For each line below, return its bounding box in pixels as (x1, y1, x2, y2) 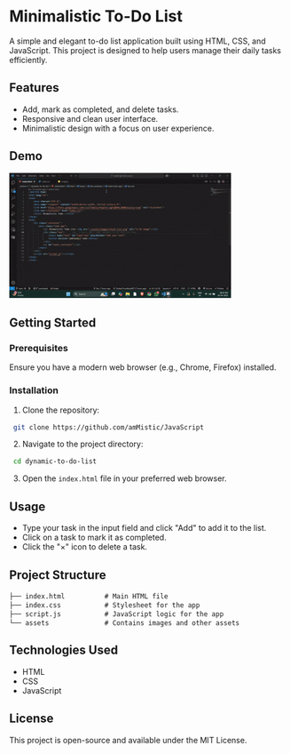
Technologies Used (9, 643, 118, 658)
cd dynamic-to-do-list (12, 457, 98, 466)
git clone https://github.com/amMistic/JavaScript (12, 422, 204, 432)
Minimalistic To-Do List (9, 6, 184, 27)
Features (9, 80, 59, 95)
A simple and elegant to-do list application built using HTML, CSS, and (9, 36, 266, 46)
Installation (9, 384, 59, 397)
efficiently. (9, 54, 48, 65)
